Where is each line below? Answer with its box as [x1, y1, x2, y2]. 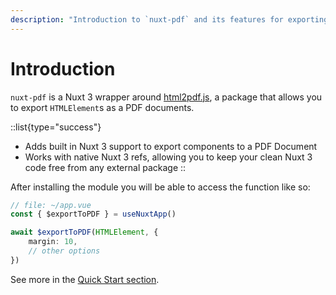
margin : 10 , [28, 237, 78, 247]
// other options [28, 246, 101, 256]
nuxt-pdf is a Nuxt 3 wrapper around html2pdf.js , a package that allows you [10, 91, 323, 103]
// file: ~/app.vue [10, 200, 92, 210]
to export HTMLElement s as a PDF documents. [10, 101, 195, 113]
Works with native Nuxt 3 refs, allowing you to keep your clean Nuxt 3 [24, 151, 313, 163]
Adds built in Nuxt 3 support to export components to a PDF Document [24, 140, 318, 152]
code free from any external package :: [24, 161, 187, 173]
